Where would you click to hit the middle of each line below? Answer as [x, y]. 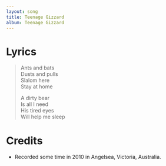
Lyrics [21, 52]
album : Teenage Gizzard [35, 22]
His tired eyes [37, 111]
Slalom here [35, 81]
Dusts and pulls [39, 74]
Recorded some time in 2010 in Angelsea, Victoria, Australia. [88, 157]
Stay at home [36, 87]
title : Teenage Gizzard [35, 17]
